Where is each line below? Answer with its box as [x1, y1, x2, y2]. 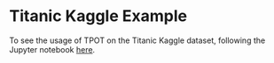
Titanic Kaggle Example [9, 6, 188, 26]
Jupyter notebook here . [9, 44, 96, 54]
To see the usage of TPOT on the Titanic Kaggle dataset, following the [9, 35, 266, 45]
